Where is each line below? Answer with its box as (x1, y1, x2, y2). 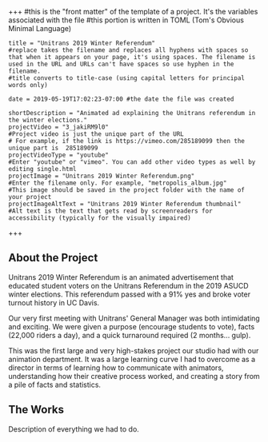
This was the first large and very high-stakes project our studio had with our (8, 345, 259, 355)
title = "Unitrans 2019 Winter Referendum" (8, 39, 156, 47)
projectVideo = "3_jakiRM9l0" (8, 123, 110, 131)
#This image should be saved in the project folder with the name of (8, 186, 246, 194)
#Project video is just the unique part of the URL (8, 130, 184, 138)
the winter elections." (8, 116, 88, 124)
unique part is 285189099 (8, 144, 98, 152)
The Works (8, 403, 65, 416)
